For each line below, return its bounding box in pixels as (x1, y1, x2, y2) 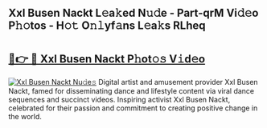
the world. (8, 112, 43, 121)
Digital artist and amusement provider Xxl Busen (98, 78, 259, 86)
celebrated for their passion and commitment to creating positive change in (8, 103, 258, 113)
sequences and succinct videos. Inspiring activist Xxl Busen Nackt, (8, 95, 231, 104)
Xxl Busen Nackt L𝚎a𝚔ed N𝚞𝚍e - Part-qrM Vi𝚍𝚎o (8, 6, 259, 20)
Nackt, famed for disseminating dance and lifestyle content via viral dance (8, 86, 255, 95)
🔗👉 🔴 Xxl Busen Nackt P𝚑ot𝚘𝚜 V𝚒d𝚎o (8, 52, 206, 66)
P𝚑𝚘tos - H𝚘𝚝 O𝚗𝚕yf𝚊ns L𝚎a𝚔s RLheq (8, 19, 206, 33)
